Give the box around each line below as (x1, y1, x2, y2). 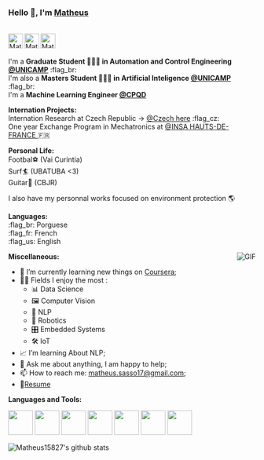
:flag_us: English (8, 237, 61, 246)
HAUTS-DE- (189, 122, 229, 132)
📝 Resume (19, 380, 51, 389)
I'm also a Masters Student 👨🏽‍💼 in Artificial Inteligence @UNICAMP (8, 74, 232, 83)
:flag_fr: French (8, 228, 57, 238)
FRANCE (8, 130, 37, 140)
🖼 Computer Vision (31, 296, 96, 305)
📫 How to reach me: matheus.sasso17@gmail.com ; (19, 368, 186, 378)
